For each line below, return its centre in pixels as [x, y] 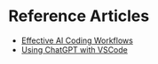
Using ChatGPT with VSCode [74, 49]
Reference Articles [79, 16]
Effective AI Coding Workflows [77, 40]
